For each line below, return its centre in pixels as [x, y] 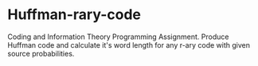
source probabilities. [41, 53]
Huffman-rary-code [74, 15]
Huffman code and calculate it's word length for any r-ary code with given [129, 45]
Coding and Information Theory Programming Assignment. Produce [118, 37]
